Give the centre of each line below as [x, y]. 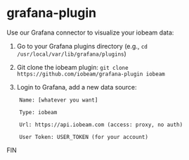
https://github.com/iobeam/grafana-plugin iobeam [91, 74]
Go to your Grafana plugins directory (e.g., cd [82, 46]
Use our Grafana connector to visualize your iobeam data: [90, 32]
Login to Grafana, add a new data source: [77, 87]
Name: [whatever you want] [59, 100]
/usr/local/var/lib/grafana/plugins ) [72, 54]
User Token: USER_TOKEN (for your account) [84, 137]
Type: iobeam [38, 112]
